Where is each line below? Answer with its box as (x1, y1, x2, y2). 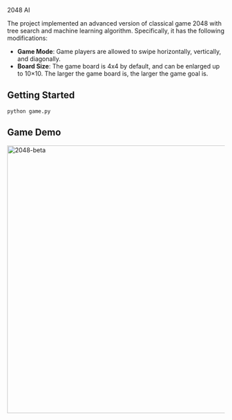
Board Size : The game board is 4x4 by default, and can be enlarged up (17, 62, 220, 70)
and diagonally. (17, 55, 61, 63)
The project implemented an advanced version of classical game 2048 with (7, 19, 222, 27)
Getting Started (7, 89, 75, 101)
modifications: (7, 34, 48, 42)
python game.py (7, 107, 51, 115)
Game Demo (7, 127, 61, 138)
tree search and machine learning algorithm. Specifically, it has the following (7, 27, 224, 35)
